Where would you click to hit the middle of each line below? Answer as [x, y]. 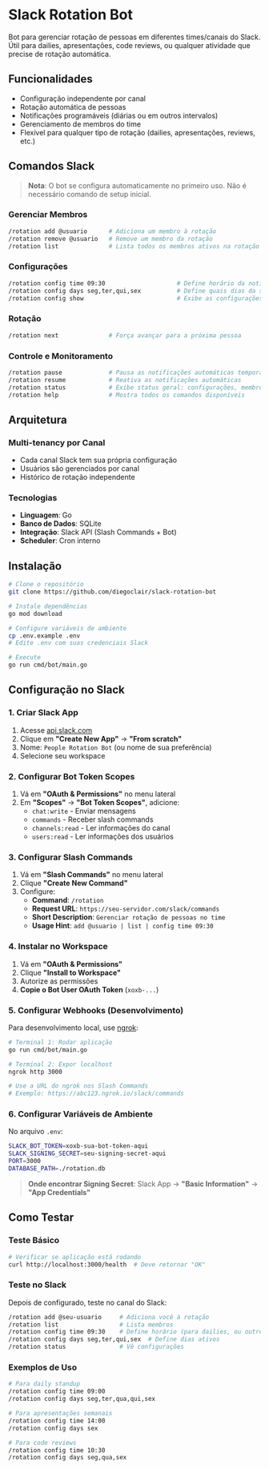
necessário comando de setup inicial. [90, 194]
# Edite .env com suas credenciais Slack [78, 643]
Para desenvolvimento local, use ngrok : [73, 1028]
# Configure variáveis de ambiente [68, 628]
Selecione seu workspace [62, 755]
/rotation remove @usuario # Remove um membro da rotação [111, 239]
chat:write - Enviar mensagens [84, 811]
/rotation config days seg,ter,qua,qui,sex [82, 1399]
